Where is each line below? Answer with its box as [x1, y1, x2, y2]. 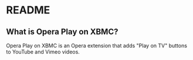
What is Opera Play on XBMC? [6, 27, 118, 37]
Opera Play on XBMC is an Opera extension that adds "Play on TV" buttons [6, 42, 188, 49]
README [6, 3, 50, 17]
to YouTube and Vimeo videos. [6, 48, 80, 55]
